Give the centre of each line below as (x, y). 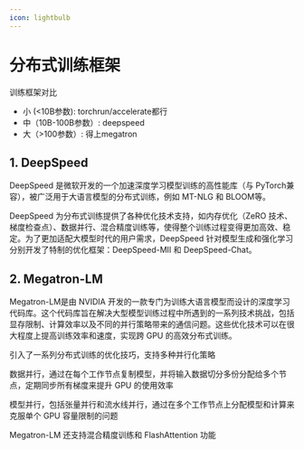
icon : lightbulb (40, 18)
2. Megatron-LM (57, 279)
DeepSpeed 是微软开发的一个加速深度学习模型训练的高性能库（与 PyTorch (148, 185)
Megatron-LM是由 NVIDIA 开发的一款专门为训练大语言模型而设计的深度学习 (150, 302)
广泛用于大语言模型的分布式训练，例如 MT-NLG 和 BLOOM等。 (154, 197)
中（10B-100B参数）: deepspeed (83, 122)
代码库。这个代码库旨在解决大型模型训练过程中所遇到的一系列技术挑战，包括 (152, 313)
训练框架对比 (33, 92)
